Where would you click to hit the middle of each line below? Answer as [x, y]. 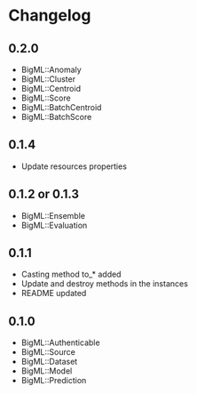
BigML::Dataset [49, 362]
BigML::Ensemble [53, 215]
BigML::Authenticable [60, 342]
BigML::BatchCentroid [61, 107]
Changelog [50, 16]
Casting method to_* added [71, 274]
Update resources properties [74, 166]
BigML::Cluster [48, 79]
